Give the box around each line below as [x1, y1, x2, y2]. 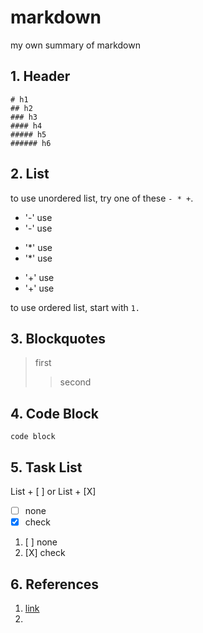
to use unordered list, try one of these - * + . [10, 192, 194, 204]
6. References [10, 576, 100, 593]
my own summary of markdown [10, 39, 141, 51]
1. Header [10, 68, 71, 85]
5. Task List [10, 459, 83, 476]
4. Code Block [10, 405, 99, 422]
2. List [10, 166, 50, 183]
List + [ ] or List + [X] [10, 486, 97, 497]
